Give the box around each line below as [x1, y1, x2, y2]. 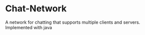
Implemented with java [5, 24, 52, 30]
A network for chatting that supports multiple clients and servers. [5, 19, 140, 25]
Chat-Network [5, 3, 67, 14]
